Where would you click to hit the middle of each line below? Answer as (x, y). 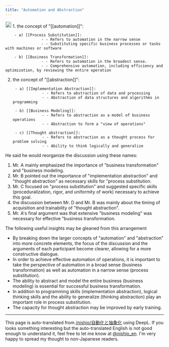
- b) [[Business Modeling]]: (46, 111)
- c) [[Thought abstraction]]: (48, 133)
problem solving (29, 142)
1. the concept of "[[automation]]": (48, 26)
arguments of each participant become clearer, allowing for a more (82, 249)
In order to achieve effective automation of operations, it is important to (86, 259)
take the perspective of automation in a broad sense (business (77, 265)
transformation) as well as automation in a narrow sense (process (80, 270)
